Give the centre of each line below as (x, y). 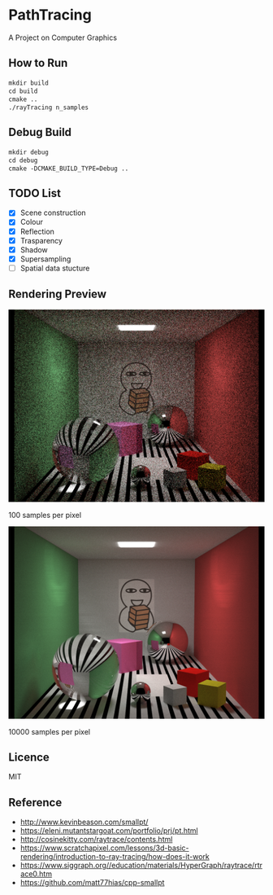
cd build (23, 91)
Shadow (34, 249)
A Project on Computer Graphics (63, 37)
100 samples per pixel (45, 515)
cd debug (23, 160)
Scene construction (53, 213)
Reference (35, 803)
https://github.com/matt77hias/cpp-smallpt (92, 883)
